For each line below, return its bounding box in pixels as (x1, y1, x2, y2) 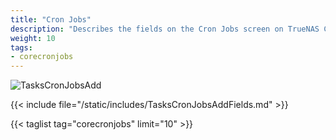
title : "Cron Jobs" (10, 14, 92, 25)
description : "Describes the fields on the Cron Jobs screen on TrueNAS (10, 24, 320, 34)
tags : (10, 42, 33, 53)
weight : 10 (10, 33, 56, 43)
